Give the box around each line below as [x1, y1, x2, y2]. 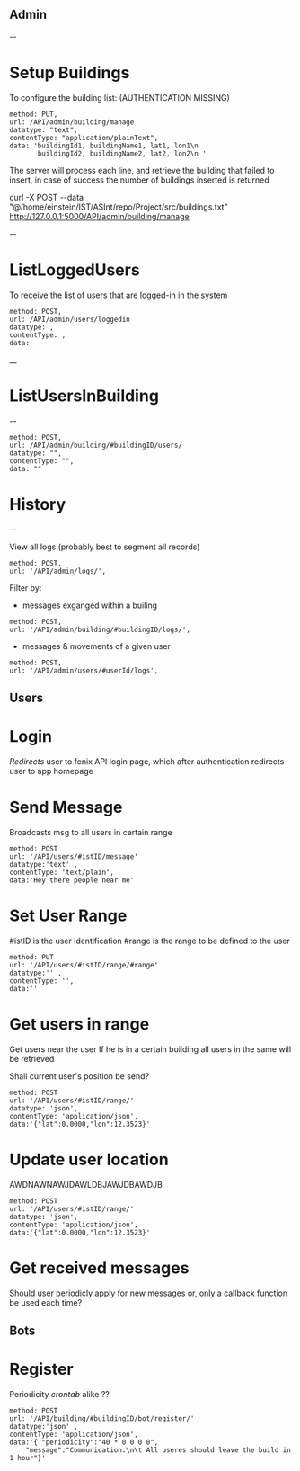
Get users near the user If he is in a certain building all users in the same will [9, 1043, 292, 1055]
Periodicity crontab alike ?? [9, 1388, 110, 1399]
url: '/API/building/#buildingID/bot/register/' [9, 1413, 195, 1423]
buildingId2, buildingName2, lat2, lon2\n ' [37, 148, 207, 158]
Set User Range [9, 905, 128, 926]
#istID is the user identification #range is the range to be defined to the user [9, 935, 290, 946]
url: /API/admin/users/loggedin [9, 315, 130, 324]
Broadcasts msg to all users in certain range [9, 826, 172, 837]
